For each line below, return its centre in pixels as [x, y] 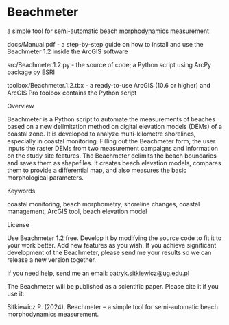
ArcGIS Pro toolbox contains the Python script [72, 93]
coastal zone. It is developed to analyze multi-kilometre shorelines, [101, 134]
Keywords [21, 191]
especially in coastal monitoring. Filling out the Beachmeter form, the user [111, 141]
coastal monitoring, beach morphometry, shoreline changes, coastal [104, 204]
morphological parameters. [45, 177]
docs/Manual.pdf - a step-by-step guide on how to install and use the [105, 44]
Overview [21, 106]
